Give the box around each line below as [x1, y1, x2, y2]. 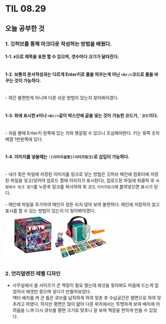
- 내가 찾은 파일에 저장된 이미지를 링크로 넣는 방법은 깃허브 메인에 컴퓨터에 [5, 171, 150, 177]
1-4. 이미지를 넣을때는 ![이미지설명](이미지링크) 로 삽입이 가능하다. [5, 154, 130, 160]
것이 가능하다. [14, 77, 41, 83]
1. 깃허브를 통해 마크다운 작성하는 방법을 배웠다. [5, 40, 112, 47]
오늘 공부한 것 [5, 24, 45, 32]
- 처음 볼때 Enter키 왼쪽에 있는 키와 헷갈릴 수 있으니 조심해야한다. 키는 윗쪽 [5, 130, 151, 136]
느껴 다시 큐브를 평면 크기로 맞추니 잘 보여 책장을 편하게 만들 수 [25, 308, 148, 313]
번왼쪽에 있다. [16, 136, 43, 142]
